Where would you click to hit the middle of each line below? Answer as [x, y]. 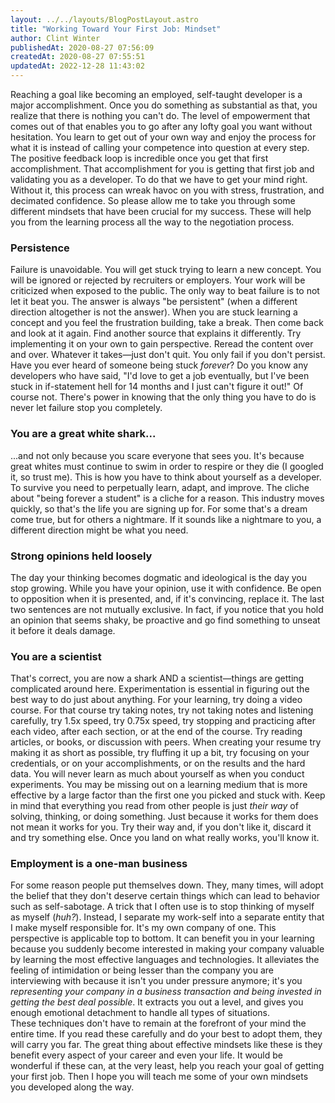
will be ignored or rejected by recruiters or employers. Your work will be [158, 280]
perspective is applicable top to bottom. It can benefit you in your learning [162, 938]
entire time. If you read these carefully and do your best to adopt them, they [166, 1034]
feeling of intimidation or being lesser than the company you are [142, 970]
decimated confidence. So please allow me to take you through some [153, 200]
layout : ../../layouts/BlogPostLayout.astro [104, 19]
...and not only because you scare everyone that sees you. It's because [157, 455]
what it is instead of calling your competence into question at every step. [160, 147]
